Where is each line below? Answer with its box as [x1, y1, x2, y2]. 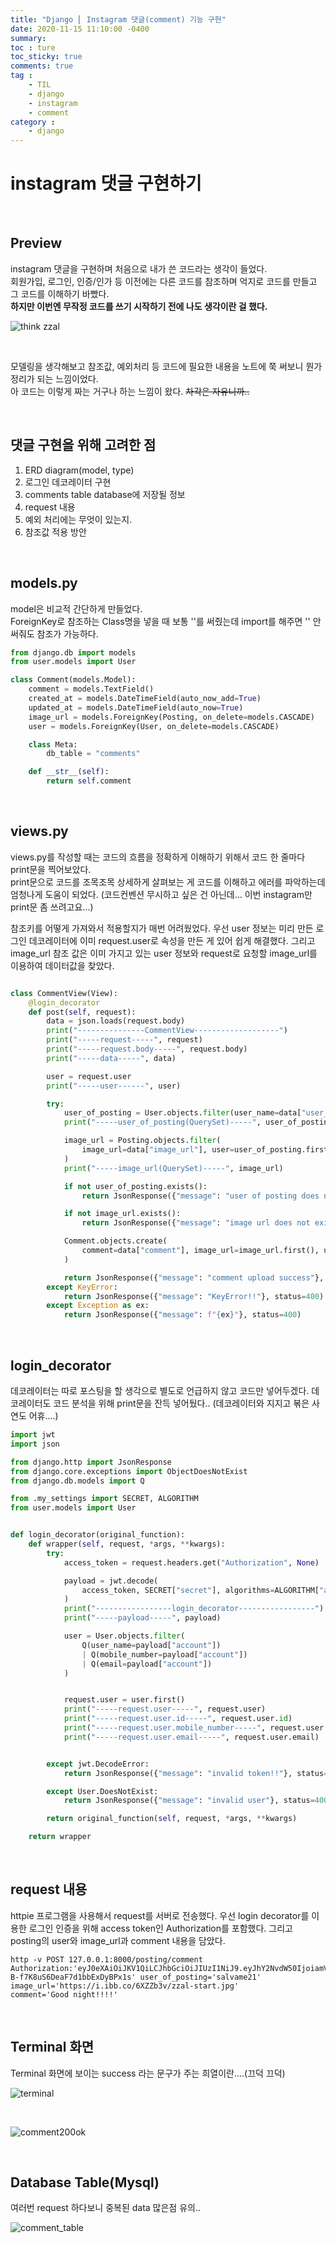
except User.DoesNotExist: [46, 1786, 159, 1796]
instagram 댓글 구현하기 [10, 172, 202, 195]
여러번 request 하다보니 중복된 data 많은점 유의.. [10, 2202, 202, 2214]
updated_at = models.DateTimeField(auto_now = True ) [28, 702, 244, 713]
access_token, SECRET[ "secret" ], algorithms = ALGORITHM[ [81, 1585, 320, 1595]
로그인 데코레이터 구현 [24, 476, 112, 488]
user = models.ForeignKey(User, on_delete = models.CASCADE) [28, 721, 280, 731]
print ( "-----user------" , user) [46, 1081, 182, 1091]
